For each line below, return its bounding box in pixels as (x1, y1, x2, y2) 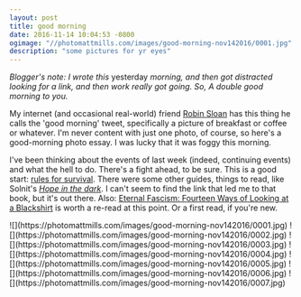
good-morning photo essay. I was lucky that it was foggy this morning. (9, 137, 272, 148)
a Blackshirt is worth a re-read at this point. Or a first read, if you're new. (9, 202, 278, 213)
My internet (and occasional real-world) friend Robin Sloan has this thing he (9, 108, 291, 119)
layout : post (9, 13, 59, 23)
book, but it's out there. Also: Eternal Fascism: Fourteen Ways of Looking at (9, 193, 289, 204)
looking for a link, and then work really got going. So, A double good (9, 81, 264, 92)
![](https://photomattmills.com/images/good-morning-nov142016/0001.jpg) (9, 220, 288, 231)
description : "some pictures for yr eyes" (9, 47, 171, 56)
